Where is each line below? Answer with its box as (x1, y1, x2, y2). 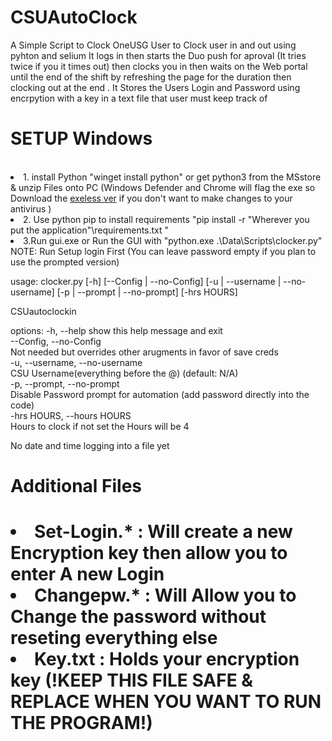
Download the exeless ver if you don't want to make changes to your (10, 192, 293, 204)
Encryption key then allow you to (10, 542, 288, 565)
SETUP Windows (10, 127, 153, 150)
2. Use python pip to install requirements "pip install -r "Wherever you (23, 213, 310, 225)
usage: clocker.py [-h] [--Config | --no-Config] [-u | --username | (10, 275, 282, 287)
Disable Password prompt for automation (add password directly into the (10, 388, 310, 400)
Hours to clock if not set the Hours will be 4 (10, 420, 190, 432)
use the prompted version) (10, 256, 120, 268)
